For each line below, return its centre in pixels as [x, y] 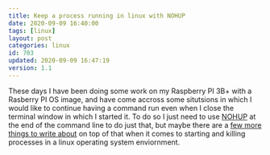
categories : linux [39, 46]
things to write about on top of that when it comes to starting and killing [127, 133]
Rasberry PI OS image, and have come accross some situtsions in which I [130, 99]
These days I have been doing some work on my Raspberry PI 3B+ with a [130, 91]
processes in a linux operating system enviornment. [94, 142]
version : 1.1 [30, 68]
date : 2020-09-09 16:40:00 [54, 23]
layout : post [30, 38]
